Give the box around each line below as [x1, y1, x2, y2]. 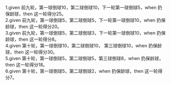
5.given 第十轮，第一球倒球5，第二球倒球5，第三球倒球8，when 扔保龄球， [5, 55, 164, 61]
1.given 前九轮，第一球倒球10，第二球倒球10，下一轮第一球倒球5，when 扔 [5, 5, 162, 10]
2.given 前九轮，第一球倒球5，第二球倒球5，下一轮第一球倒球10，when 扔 [5, 17, 161, 23]
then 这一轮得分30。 [14, 49, 58, 55]
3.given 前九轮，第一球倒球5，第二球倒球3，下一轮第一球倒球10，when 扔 [5, 30, 161, 36]
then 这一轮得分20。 [18, 23, 62, 30]
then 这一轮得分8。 [18, 36, 59, 42]
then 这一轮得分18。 [5, 62, 47, 68]
